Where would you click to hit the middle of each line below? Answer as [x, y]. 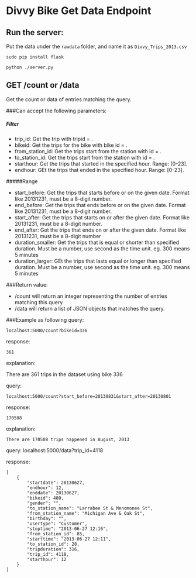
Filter [13, 124]
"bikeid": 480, [46, 498]
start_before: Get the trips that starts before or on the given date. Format [102, 192]
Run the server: [35, 32]
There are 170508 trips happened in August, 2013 [68, 439]
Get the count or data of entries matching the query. [69, 99]
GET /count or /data [43, 85]
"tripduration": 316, [54, 549]
